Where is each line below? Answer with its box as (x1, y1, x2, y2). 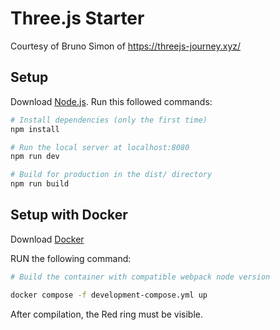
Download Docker (10, 233, 85, 245)
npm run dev (10, 152, 60, 162)
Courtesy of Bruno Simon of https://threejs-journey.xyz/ (10, 40, 242, 52)
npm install (10, 124, 60, 134)
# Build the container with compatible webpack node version (10, 272, 271, 282)
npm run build (10, 179, 70, 189)
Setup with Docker (10, 207, 128, 224)
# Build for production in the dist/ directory (10, 170, 213, 180)
